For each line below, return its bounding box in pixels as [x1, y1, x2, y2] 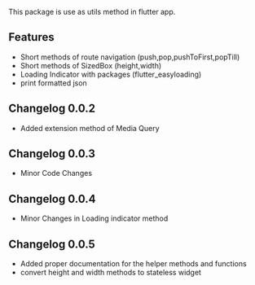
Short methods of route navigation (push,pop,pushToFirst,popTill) [20, 52, 240, 62]
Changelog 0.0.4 [8, 191, 96, 206]
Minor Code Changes [20, 169, 92, 178]
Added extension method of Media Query [20, 123, 160, 133]
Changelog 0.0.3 [8, 147, 96, 161]
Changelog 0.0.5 [8, 237, 95, 251]
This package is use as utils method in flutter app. [8, 7, 176, 16]
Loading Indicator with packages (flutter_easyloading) [20, 69, 202, 79]
